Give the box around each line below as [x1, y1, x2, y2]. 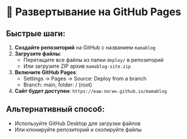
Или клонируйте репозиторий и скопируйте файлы [14, 126, 142, 133]
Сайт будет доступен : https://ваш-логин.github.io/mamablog [14, 88, 167, 94]
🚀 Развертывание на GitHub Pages [6, 5, 182, 19]
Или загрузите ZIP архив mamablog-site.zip [23, 62, 131, 69]
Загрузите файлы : [14, 50, 62, 57]
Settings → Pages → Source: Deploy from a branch [23, 75, 147, 82]
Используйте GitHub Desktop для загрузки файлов [14, 120, 141, 127]
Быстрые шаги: [6, 29, 66, 39]
